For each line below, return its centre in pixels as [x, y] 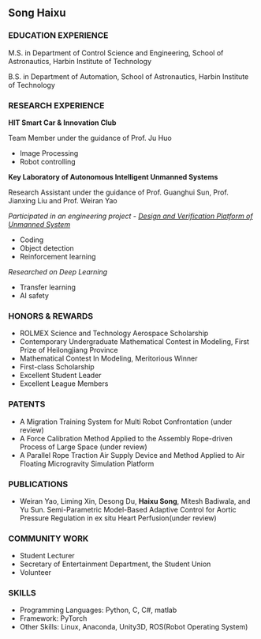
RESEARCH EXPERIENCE [56, 105]
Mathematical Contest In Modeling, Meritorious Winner [108, 358]
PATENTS [27, 404]
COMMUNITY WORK [48, 539]
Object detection [47, 248]
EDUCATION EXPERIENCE [58, 36]
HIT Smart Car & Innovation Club [62, 123]
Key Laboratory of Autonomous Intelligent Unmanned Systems [113, 176]
